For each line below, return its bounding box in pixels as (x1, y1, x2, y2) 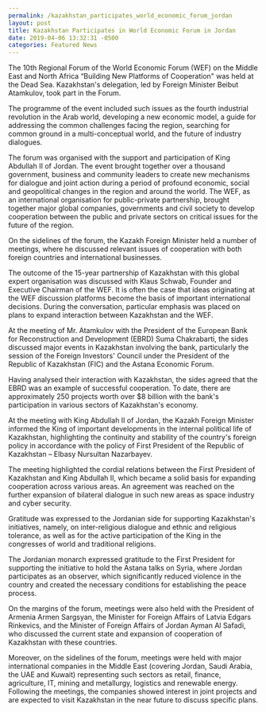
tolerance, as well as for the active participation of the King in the (8, 531, 222, 540)
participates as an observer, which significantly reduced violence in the (8, 571, 242, 581)
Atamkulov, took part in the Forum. (8, 88, 121, 98)
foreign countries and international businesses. (8, 253, 163, 262)
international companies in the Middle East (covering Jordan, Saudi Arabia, (8, 661, 253, 671)
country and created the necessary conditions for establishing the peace (8, 580, 247, 590)
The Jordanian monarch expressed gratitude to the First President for (8, 555, 236, 564)
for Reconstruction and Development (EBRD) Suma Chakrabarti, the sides (8, 335, 249, 344)
